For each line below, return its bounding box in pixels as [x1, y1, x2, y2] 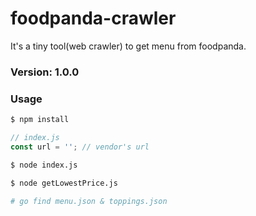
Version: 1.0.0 [10, 65, 80, 79]
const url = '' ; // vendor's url [10, 142, 150, 152]
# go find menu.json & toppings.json [10, 196, 168, 206]
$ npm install [10, 115, 70, 125]
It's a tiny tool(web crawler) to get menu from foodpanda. [10, 40, 247, 52]
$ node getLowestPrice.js [10, 178, 118, 188]
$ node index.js [10, 160, 78, 170]
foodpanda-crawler [10, 7, 177, 30]
